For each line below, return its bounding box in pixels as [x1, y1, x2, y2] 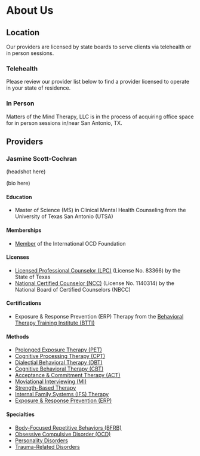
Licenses [6, 253, 30, 261]
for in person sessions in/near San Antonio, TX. [6, 119, 122, 126]
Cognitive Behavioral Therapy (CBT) [14, 365, 104, 372]
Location [6, 27, 40, 38]
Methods [6, 333, 29, 340]
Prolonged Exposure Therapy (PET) [14, 346, 103, 353]
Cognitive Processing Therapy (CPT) [14, 353, 106, 360]
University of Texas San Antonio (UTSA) [14, 213, 113, 220]
